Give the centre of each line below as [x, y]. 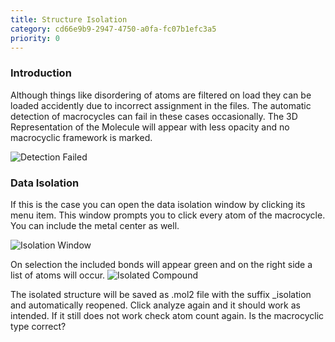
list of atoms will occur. [58, 275]
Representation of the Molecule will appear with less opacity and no [150, 127]
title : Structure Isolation [69, 19]
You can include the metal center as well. [95, 225]
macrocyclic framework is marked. [81, 137]
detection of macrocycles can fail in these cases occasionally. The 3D [154, 116]
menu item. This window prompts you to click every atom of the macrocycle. [168, 215]
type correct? [38, 326]
